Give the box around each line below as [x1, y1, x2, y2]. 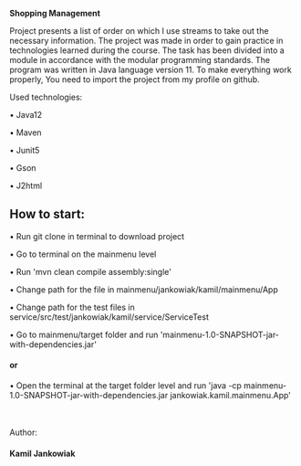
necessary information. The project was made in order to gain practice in [9, 36, 284, 46]
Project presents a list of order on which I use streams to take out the [9, 26, 269, 36]
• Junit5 [9, 145, 40, 155]
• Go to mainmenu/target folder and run [9, 329, 159, 340]
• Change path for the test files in [9, 302, 135, 312]
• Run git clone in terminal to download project [9, 230, 185, 241]
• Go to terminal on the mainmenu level [9, 249, 157, 259]
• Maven [9, 127, 43, 138]
